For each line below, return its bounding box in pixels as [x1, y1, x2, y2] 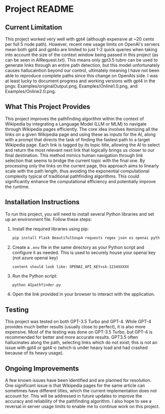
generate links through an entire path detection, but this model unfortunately [5, 63, 160, 68]
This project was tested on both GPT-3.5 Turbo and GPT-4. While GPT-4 [5, 318, 151, 324]
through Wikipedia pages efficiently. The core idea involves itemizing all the [5, 126, 158, 132]
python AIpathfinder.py [12, 282, 61, 287]
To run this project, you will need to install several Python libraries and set [5, 211, 155, 217]
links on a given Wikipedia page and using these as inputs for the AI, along [5, 131, 156, 137]
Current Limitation [5, 23, 62, 32]
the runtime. [5, 184, 30, 190]
